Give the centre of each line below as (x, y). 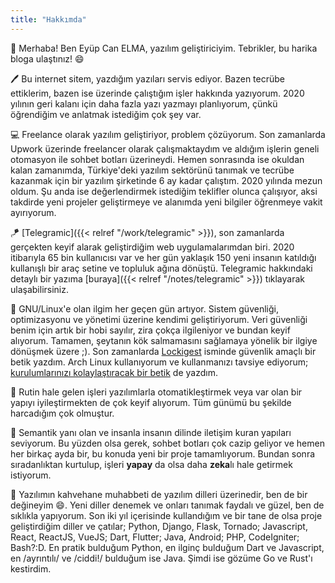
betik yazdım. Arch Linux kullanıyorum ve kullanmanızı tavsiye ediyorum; (159, 362)
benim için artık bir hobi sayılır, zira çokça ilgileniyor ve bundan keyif (150, 330)
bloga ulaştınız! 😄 (47, 58)
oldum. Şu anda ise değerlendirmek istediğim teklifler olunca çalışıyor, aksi (164, 191)
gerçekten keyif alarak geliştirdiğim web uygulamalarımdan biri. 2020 (152, 247)
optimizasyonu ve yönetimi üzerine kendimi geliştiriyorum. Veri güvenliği (159, 319)
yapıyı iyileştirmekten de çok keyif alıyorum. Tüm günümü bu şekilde (151, 402)
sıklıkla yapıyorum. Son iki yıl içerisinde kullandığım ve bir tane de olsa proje (166, 515)
